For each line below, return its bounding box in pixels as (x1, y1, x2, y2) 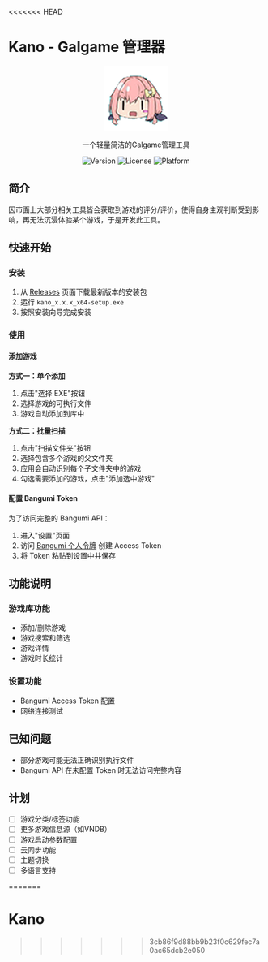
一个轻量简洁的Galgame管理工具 (82, 140, 190, 149)
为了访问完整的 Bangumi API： (8, 513, 111, 523)
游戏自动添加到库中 (19, 408, 85, 418)
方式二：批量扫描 (8, 425, 66, 435)
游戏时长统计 (19, 654, 63, 663)
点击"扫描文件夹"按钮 (19, 442, 91, 453)
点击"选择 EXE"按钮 (19, 388, 86, 398)
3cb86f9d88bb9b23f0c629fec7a (149, 937, 261, 947)
